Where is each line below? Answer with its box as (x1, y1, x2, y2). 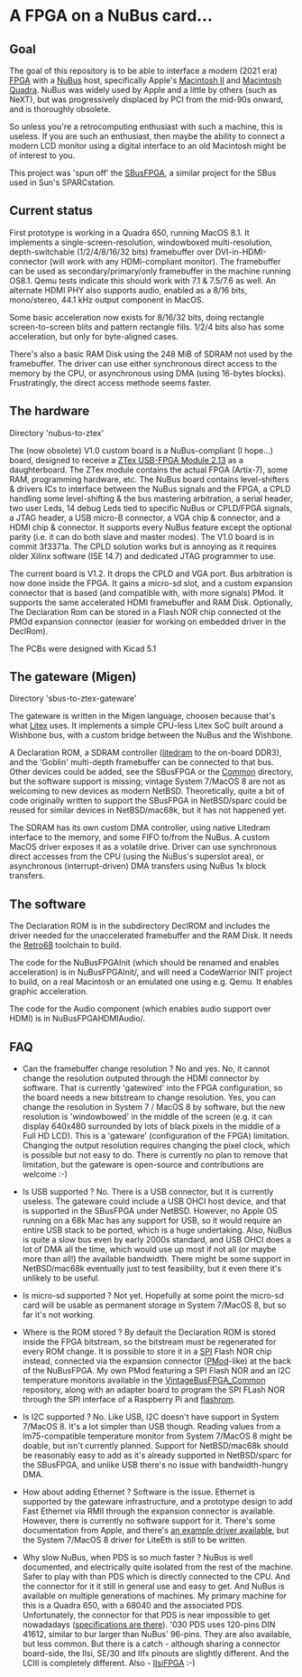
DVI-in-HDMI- (215, 246, 268, 257)
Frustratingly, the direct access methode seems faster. (9, 377, 212, 388)
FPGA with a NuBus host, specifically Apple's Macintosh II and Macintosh (9, 75, 282, 86)
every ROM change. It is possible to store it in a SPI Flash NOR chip (22, 1346, 272, 1357)
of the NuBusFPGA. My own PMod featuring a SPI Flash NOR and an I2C (22, 1365, 291, 1376)
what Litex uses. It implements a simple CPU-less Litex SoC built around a (9, 720, 284, 731)
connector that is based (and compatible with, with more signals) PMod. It (9, 587, 284, 598)
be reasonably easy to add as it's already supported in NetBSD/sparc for (22, 1450, 292, 1461)
